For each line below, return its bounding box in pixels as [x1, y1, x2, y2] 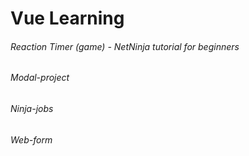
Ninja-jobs [10, 103, 54, 114]
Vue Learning [10, 7, 125, 30]
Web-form [10, 133, 53, 146]
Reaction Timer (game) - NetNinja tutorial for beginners [10, 40, 240, 52]
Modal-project [10, 72, 70, 84]
